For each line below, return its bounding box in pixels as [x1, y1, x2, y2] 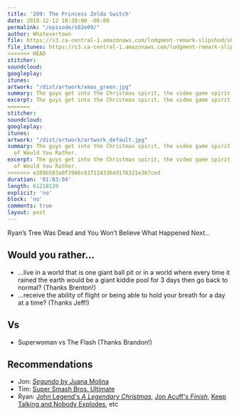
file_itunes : [7, 43, 46, 51]
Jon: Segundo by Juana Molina [17, 377, 109, 386]
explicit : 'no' [7, 189, 53, 196]
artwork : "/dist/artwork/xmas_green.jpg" [7, 83, 132, 90]
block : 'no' [7, 196, 43, 203]
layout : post [7, 209, 46, 216]
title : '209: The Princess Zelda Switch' [7, 10, 132, 18]
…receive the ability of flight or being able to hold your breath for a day [17, 290, 225, 299]
